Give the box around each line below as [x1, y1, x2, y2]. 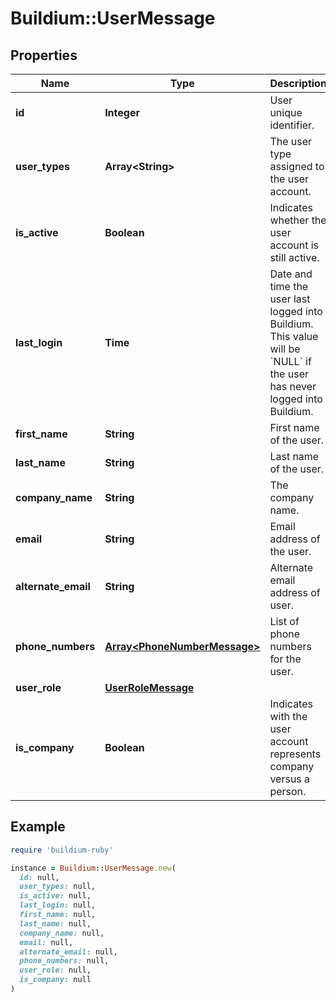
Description [269, 77, 327, 90]
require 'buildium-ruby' [10, 845, 114, 855]
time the [269, 280, 309, 293]
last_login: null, [19, 900, 97, 911]
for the [269, 652, 302, 666]
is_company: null [19, 975, 92, 985]
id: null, [19, 872, 60, 882]
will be [269, 342, 301, 356]
